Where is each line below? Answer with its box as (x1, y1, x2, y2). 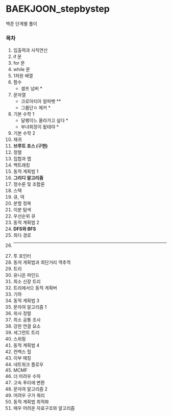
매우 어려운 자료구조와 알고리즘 (13, 405, 75, 411)
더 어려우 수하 (13, 373, 41, 379)
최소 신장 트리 (13, 279, 41, 285)
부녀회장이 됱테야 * (20, 124, 59, 130)
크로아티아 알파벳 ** (20, 98, 61, 105)
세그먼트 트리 (13, 330, 40, 336)
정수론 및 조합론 (13, 181, 45, 187)
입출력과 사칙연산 (13, 47, 48, 54)
